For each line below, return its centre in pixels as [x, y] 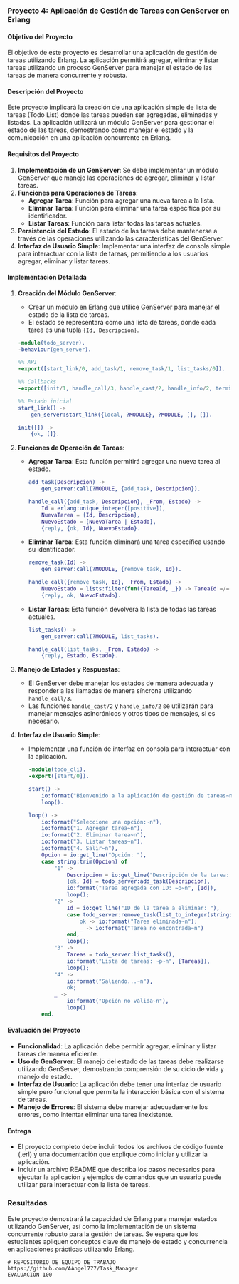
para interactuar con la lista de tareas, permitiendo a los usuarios [113, 253]
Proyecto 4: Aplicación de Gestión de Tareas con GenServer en [118, 11]
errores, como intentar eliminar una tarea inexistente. [95, 1115]
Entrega [20, 1131]
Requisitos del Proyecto [43, 154]
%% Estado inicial [45, 401]
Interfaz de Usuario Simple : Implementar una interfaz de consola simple [124, 246]
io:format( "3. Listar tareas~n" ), [92, 842]
